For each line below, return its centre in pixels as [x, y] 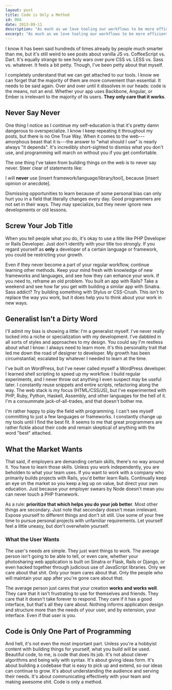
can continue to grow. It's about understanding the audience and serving [82, 671]
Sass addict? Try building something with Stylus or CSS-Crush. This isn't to [85, 292]
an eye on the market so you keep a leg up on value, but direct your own [82, 483]
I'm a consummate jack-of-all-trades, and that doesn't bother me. [74, 401]
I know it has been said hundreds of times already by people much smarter [84, 49]
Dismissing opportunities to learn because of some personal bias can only [83, 193]
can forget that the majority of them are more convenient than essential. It [83, 80]
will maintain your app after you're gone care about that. [64, 578]
